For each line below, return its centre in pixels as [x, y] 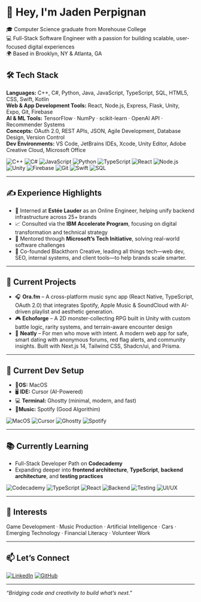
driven [23, 312]
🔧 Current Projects [41, 282]
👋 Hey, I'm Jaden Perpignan [76, 12]
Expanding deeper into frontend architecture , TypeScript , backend [99, 470]
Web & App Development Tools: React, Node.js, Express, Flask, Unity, [93, 105]
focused [16, 47]
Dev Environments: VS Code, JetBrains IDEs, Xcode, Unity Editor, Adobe [96, 144]
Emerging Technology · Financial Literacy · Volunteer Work [78, 533]
